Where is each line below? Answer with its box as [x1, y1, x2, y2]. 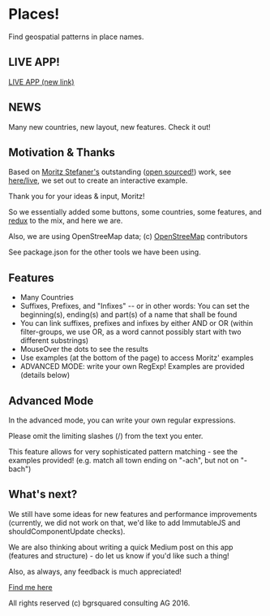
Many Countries [19, 293, 75, 302]
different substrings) [19, 336, 89, 345]
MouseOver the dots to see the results [19, 345, 148, 354]
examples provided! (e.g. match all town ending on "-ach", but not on [8, 456, 239, 465]
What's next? [8, 488, 78, 501]
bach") [8, 464, 32, 474]
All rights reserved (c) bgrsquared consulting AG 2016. [8, 598, 191, 608]
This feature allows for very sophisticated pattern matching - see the [8, 447, 238, 456]
